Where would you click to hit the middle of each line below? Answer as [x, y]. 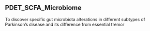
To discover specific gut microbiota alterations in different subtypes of [75, 19]
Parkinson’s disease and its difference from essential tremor [65, 24]
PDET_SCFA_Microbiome [43, 8]
